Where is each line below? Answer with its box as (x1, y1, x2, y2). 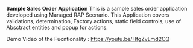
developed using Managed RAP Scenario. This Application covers (6, 11, 169, 18)
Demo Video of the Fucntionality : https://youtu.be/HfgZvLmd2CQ (6, 36, 170, 42)
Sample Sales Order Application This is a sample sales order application (6, 5, 188, 12)
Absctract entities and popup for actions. (6, 24, 108, 31)
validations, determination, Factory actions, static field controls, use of (6, 18, 182, 24)
